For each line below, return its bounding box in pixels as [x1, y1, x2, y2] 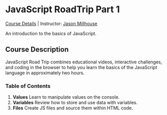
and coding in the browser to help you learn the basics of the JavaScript [5, 64, 157, 70]
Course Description [5, 45, 69, 54]
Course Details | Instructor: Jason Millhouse [5, 20, 98, 27]
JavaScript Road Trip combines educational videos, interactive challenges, [5, 59, 162, 65]
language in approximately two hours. [5, 70, 85, 76]
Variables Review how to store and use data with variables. [12, 100, 138, 106]
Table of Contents [5, 82, 51, 89]
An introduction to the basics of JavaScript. [5, 30, 97, 36]
